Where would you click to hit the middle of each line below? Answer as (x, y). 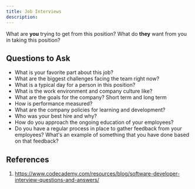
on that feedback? (36, 141)
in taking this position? (33, 40)
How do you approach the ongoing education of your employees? (94, 122)
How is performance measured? (53, 104)
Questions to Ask (38, 58)
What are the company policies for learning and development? (90, 110)
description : (22, 17)
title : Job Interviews (34, 11)
